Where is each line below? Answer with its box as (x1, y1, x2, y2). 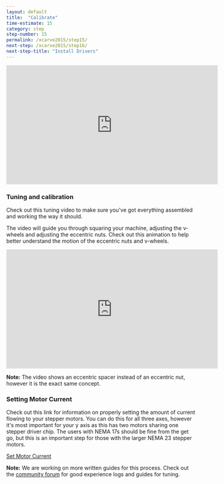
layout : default (6, 8, 47, 15)
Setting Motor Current (6, 394, 72, 403)
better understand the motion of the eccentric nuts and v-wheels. (6, 237, 169, 245)
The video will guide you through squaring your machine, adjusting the (6, 224, 182, 232)
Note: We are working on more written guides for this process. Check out (6, 464, 189, 472)
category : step (6, 25, 45, 32)
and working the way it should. (6, 213, 83, 220)
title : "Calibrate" (6, 15, 59, 21)
